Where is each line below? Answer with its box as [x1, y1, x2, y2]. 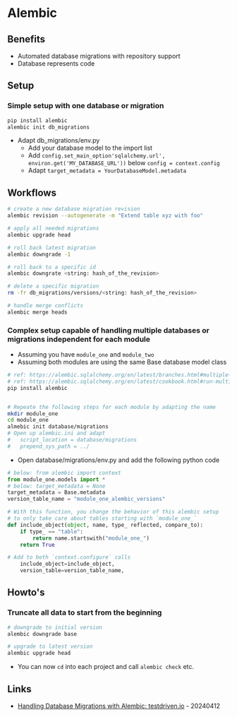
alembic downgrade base [7, 630, 78, 637]
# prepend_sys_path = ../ [7, 443, 90, 450]
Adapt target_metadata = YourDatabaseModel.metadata [28, 166, 187, 174]
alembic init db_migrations [7, 124, 90, 131]
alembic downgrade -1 [7, 251, 71, 258]
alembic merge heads [7, 309, 68, 316]
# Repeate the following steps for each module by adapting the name [7, 403, 217, 410]
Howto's [7, 586, 45, 598]
